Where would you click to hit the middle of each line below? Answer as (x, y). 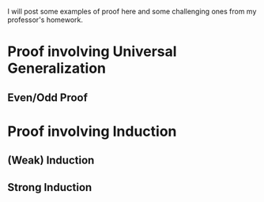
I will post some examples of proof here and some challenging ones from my (132, 11)
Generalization (57, 68)
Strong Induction (50, 187)
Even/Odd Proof (48, 97)
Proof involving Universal (92, 52)
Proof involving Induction (92, 131)
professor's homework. (45, 20)
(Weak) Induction (51, 161)
